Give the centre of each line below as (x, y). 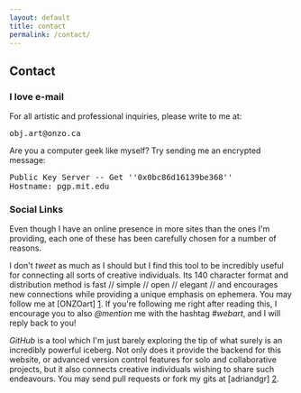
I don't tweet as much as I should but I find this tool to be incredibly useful (146, 266)
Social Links (36, 209)
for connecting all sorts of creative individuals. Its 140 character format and (149, 275)
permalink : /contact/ (50, 34)
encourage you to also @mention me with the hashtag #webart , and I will (145, 314)
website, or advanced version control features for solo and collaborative (143, 360)
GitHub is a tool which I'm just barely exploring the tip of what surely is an (146, 341)
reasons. (26, 248)
